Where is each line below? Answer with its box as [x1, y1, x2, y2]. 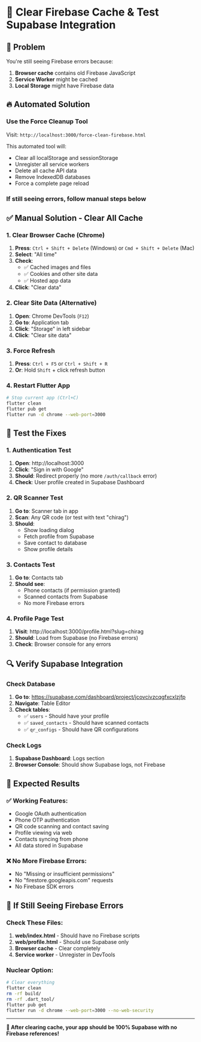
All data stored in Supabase [14, 842, 83, 849]
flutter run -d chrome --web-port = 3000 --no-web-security [6, 1007, 154, 1013]
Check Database [6, 679, 56, 688]
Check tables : [14, 706, 51, 713]
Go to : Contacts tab [14, 574, 64, 581]
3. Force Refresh [6, 347, 55, 355]
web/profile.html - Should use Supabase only [14, 938, 129, 945]
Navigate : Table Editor [14, 700, 71, 707]
